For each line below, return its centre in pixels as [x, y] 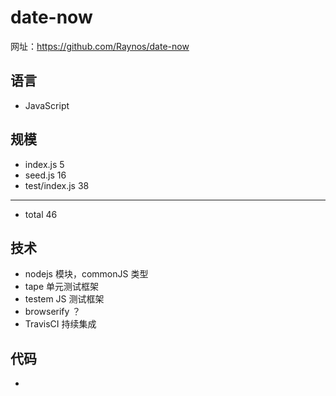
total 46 [41, 214]
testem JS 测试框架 [64, 299]
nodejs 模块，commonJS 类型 [86, 274]
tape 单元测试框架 [61, 287]
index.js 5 [44, 164]
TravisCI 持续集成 [60, 324]
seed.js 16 [45, 175]
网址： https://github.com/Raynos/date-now [100, 46]
